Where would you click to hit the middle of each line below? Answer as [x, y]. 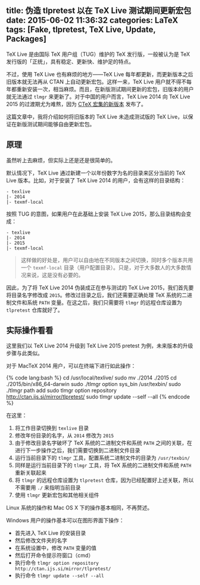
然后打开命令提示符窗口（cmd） [54, 555]
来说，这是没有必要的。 [55, 275]
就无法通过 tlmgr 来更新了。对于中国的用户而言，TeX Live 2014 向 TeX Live [98, 97]
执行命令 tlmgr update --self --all [59, 575]
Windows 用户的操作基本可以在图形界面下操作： [65, 521]
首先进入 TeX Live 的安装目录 [50, 533]
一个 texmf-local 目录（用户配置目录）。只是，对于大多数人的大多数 [103, 267]
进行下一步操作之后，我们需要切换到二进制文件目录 [77, 450]
